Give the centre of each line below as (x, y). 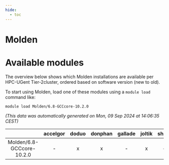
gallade (126, 133)
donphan (102, 133)
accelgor (54, 133)
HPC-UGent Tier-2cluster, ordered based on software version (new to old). (82, 82)
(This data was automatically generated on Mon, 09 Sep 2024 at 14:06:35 (82, 116)
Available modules (45, 62)
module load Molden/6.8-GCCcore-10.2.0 (47, 106)
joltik (147, 133)
